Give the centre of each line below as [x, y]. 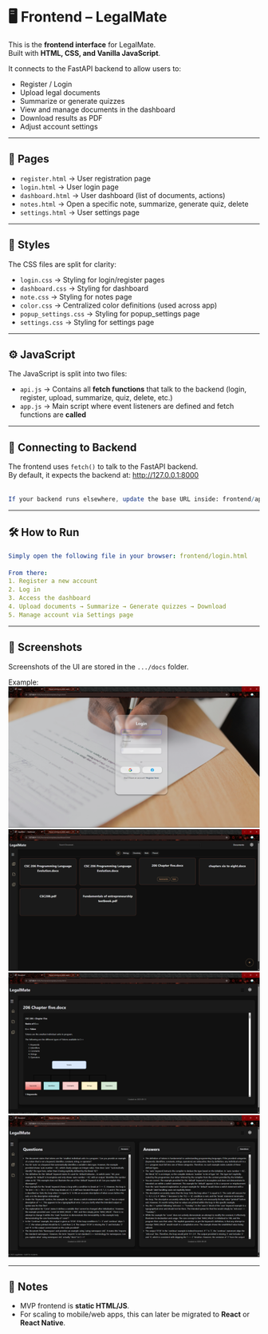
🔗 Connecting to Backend [73, 447]
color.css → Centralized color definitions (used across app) [118, 305]
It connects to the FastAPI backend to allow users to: [95, 68]
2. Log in [25, 590]
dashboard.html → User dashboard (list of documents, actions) [122, 195]
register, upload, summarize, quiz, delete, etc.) [96, 398]
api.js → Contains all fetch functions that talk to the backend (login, [133, 389]
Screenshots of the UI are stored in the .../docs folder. [99, 666]
